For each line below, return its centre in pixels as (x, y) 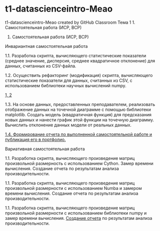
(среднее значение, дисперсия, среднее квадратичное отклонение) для (80, 61)
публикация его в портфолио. (36, 139)
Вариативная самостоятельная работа (45, 149)
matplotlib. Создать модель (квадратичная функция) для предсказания (78, 114)
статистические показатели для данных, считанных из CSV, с (69, 80)
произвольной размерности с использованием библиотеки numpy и (76, 213)
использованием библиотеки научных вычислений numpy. (66, 85)
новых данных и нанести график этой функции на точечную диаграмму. (80, 120)
